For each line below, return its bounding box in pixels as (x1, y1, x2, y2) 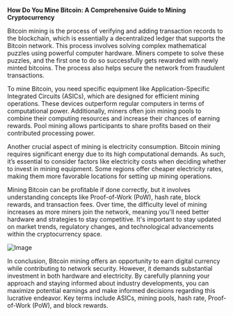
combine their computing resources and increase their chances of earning (7, 114, 220, 123)
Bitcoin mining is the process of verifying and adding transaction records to (7, 27, 223, 35)
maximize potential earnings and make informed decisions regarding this (7, 287, 216, 294)
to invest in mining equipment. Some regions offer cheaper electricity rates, (7, 165, 224, 173)
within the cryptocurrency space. (7, 230, 102, 238)
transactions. (7, 71, 45, 79)
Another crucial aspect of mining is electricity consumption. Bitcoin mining (7, 143, 220, 150)
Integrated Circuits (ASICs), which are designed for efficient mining (7, 92, 200, 100)
